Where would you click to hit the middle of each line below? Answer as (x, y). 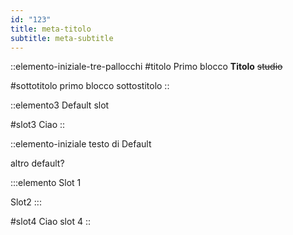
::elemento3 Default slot (60, 105)
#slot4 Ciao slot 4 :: (50, 222)
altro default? (37, 163)
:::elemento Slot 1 (46, 183)
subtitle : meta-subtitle (62, 38)
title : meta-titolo (51, 29)
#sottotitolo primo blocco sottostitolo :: (90, 86)
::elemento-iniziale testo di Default (81, 144)
